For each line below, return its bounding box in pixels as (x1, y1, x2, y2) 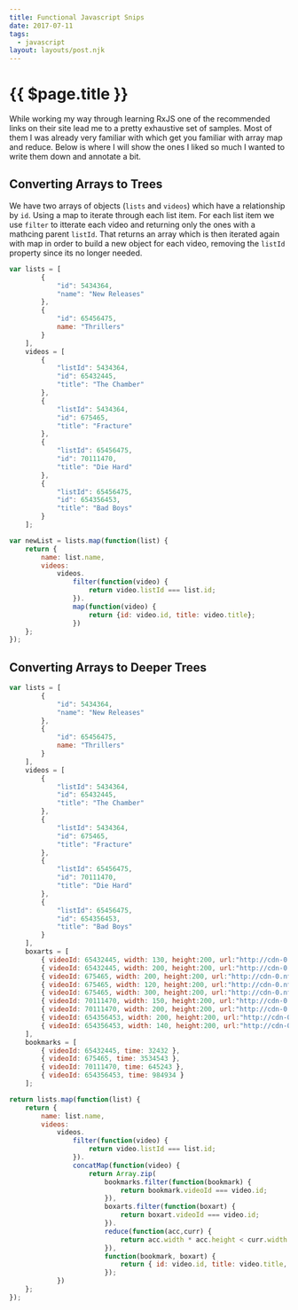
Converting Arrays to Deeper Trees (9, 660, 207, 675)
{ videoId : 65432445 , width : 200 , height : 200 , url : (41, 963, 237, 972)
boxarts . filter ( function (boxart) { (104, 1203, 237, 1212)
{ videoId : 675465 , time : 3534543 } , (41, 1055, 180, 1063)
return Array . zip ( (88, 1169, 157, 1178)
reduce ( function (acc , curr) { (104, 1227, 213, 1235)
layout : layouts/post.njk (9, 46, 105, 55)
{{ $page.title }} (9, 84, 129, 105)
